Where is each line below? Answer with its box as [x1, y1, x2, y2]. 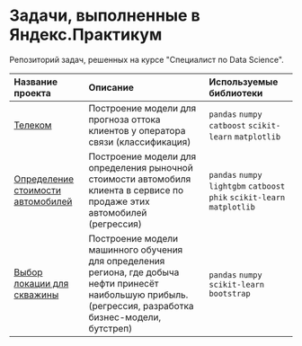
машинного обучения [88, 244, 183, 256]
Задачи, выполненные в [9, 5, 200, 26]
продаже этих [88, 195, 150, 208]
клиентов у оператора [88, 124, 186, 137]
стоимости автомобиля [88, 173, 191, 185]
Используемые [209, 75, 279, 88]
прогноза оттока [88, 113, 161, 126]
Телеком [13, 119, 52, 131]
